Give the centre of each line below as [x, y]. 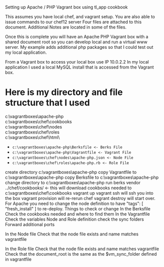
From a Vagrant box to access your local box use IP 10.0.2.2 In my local [77, 62]
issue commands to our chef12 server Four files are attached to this [73, 22]
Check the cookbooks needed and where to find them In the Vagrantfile [78, 214]
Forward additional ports [30, 224]
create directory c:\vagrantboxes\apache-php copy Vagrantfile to [71, 172]
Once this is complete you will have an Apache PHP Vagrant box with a [77, 37]
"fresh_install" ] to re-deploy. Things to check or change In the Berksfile [78, 208]
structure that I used [47, 103]
